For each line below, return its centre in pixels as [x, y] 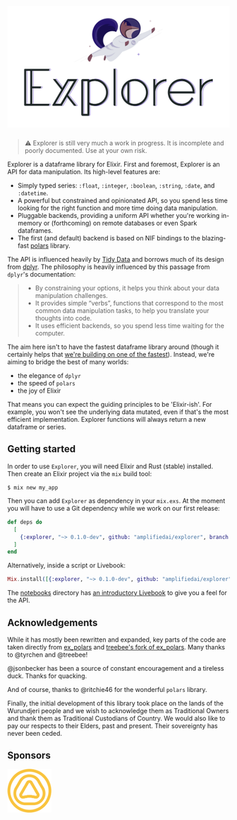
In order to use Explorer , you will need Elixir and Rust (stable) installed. [110, 466]
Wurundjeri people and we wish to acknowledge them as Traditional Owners [118, 710]
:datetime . [33, 193]
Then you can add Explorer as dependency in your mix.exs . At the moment [116, 500]
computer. [50, 333]
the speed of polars [47, 383]
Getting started [42, 449]
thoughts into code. [63, 318]
